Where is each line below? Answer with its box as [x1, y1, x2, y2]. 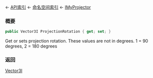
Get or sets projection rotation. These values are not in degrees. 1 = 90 [5, 38, 149, 44]
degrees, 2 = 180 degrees [5, 43, 58, 49]
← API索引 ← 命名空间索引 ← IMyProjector [5, 4, 91, 10]
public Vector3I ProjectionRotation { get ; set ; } [5, 29, 111, 34]
